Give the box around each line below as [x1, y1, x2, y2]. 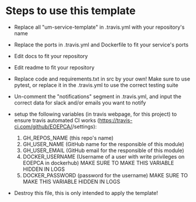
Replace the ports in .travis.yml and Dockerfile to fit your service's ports [14, 41, 189, 48]
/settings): [72, 123, 97, 130]
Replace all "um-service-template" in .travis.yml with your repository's [14, 23, 185, 31]
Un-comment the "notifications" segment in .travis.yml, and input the [14, 93, 182, 100]
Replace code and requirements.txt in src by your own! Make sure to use [14, 75, 191, 82]
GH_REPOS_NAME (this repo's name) [22, 134, 114, 142]
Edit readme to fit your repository [14, 63, 95, 71]
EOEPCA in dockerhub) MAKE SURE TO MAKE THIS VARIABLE [22, 159, 174, 166]
